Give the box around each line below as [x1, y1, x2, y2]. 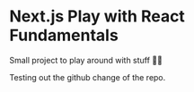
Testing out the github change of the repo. [9, 71, 166, 82]
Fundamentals [9, 25, 119, 46]
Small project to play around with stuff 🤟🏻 [9, 54, 163, 65]
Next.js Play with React [9, 6, 186, 27]
